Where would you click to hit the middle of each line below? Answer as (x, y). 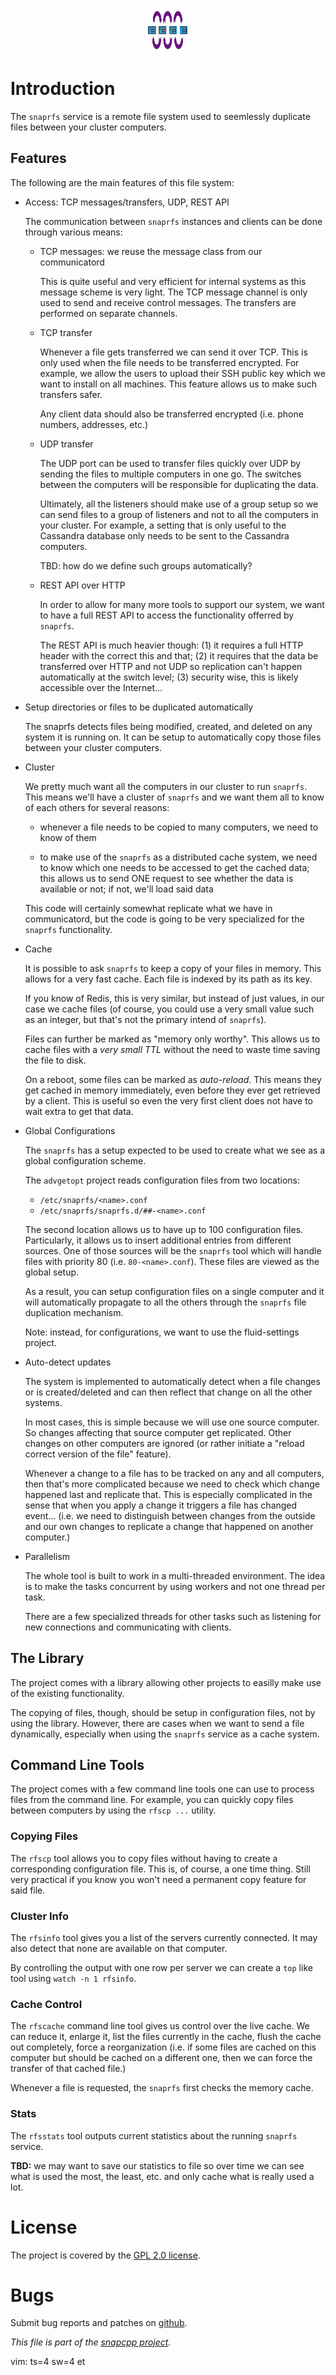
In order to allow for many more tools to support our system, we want (182, 604)
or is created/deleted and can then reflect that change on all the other (168, 1392)
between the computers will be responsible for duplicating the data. (179, 484)
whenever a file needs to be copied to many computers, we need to (179, 827)
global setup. (52, 1272)
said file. (28, 1890)
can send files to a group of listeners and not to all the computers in (179, 514)
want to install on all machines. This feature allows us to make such (178, 384)
